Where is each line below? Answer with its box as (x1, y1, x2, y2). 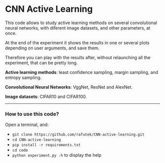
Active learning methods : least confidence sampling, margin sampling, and (5, 69, 159, 75)
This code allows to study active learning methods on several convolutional (5, 20, 157, 26)
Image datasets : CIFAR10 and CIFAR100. (5, 94, 87, 99)
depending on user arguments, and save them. (5, 45, 100, 51)
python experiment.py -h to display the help (12, 152, 102, 158)
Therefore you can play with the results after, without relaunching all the (5, 54, 151, 60)
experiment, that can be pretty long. (5, 60, 78, 65)
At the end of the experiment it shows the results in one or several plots (5, 39, 150, 45)
